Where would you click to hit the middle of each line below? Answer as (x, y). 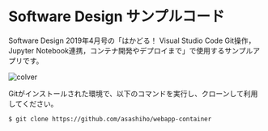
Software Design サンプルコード (117, 17)
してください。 (33, 104)
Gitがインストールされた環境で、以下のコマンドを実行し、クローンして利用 (133, 93)
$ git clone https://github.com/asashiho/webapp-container (110, 119)
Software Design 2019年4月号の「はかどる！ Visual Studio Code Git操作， (132, 40)
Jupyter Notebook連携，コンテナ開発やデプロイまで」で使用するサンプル (131, 50)
